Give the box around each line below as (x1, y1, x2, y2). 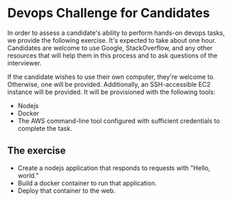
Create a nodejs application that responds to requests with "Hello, (17, 164, 211, 172)
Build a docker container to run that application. (17, 179, 158, 187)
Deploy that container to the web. (17, 186, 116, 195)
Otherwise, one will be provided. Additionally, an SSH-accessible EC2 (7, 80, 211, 88)
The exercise (7, 144, 66, 157)
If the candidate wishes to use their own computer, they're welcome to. (7, 73, 215, 81)
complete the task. (17, 124, 72, 132)
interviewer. (7, 58, 42, 67)
